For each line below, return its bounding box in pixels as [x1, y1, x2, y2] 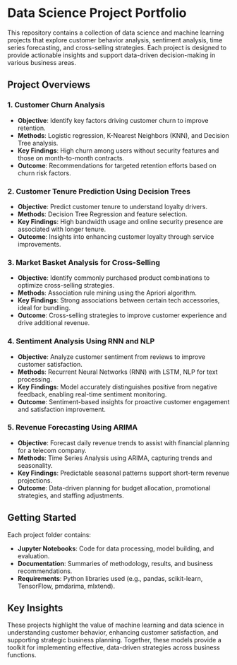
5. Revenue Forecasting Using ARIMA [7, 423, 138, 432]
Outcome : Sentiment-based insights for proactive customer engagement [17, 397, 230, 406]
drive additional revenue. [17, 319, 90, 327]
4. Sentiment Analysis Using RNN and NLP [7, 336, 155, 346]
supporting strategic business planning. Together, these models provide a [7, 636, 222, 645]
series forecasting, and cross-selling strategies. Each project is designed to [7, 43, 227, 52]
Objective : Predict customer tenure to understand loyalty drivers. [17, 202, 208, 211]
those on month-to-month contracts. [17, 153, 125, 162]
